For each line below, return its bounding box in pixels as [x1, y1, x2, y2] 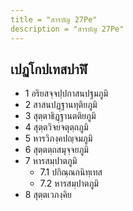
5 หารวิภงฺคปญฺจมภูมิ [24, 132, 93, 145]
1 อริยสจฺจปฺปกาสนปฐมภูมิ [24, 87, 109, 100]
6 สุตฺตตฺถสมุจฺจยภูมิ [24, 144, 89, 156]
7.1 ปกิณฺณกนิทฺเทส [39, 166, 103, 178]
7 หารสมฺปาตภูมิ [24, 155, 78, 167]
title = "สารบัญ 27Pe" [10, 14, 98, 25]
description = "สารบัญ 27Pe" [10, 24, 125, 34]
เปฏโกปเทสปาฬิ [10, 61, 88, 78]
